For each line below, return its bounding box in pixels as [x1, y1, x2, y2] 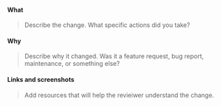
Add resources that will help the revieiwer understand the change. [24, 91, 215, 99]
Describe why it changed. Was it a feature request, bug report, [24, 52, 204, 60]
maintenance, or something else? [24, 60, 120, 68]
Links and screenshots [7, 76, 75, 83]
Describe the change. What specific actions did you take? [24, 21, 190, 29]
